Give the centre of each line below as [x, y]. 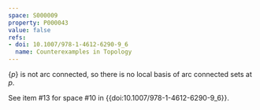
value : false [30, 30]
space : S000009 [33, 15]
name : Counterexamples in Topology [74, 52]
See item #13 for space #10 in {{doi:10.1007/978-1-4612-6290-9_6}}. [119, 98]
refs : [17, 37]
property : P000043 [38, 23]
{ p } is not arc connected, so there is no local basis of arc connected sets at [130, 74]
